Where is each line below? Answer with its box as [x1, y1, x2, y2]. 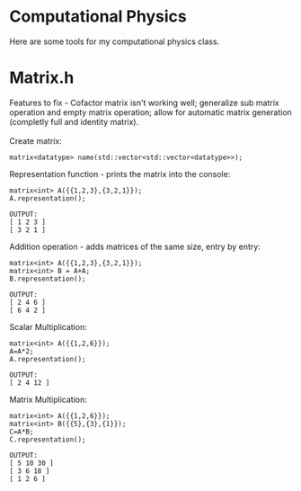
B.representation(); [9, 274, 87, 283]
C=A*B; [9, 427, 34, 436]
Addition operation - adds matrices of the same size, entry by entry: [9, 241, 261, 252]
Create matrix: [9, 135, 63, 146]
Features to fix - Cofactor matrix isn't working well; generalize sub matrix [9, 97, 280, 108]
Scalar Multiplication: [9, 321, 87, 332]
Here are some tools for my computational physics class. [9, 36, 220, 47]
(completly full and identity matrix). [9, 116, 139, 127]
